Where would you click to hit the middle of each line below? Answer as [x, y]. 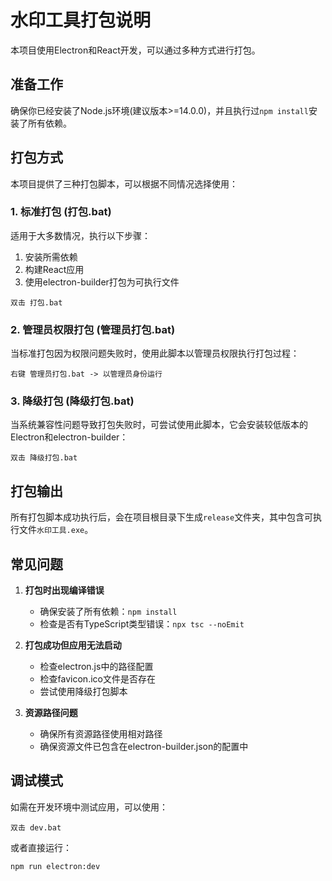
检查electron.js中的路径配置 [96, 667]
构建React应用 [54, 269]
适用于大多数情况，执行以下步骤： [80, 235]
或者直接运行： [41, 847]
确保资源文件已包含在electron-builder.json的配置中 [144, 747]
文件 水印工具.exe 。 [56, 530]
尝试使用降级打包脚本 [83, 692]
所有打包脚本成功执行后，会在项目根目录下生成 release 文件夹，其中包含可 [162, 517]
